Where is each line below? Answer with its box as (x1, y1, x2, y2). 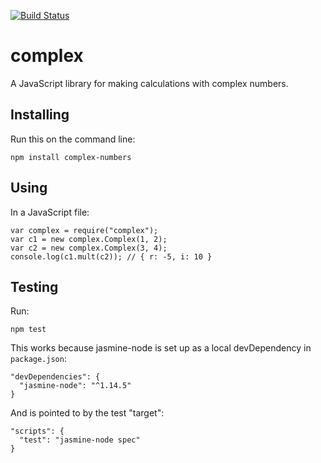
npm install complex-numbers (10, 152, 132, 162)
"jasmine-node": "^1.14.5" (19, 381, 132, 391)
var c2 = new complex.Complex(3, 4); (10, 243, 168, 253)
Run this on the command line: (10, 133, 136, 145)
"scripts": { (10, 426, 65, 437)
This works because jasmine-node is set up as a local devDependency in (10, 342, 312, 354)
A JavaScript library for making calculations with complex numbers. (10, 77, 289, 89)
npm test (10, 325, 47, 335)
